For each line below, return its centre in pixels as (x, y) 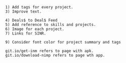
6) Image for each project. (35, 29)
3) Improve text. (24, 11)
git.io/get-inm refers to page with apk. (50, 51)
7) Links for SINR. (26, 33)
